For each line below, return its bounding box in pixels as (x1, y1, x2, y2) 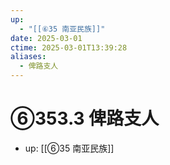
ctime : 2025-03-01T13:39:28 (10, 42, 128, 53)
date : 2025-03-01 (10, 33, 83, 43)
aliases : (10, 52, 47, 62)
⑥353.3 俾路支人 (10, 107, 160, 130)
